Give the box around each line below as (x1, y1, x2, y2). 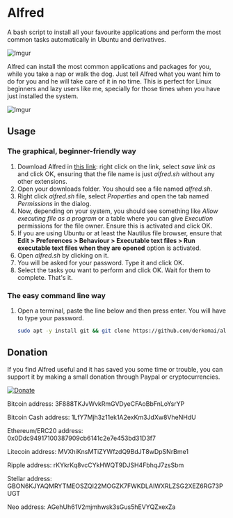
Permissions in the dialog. (17, 199, 92, 207)
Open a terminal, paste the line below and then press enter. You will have (17, 306, 226, 315)
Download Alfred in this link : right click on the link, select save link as (17, 162, 216, 171)
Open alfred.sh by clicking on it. (17, 251, 109, 259)
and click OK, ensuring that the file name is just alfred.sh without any (17, 169, 215, 178)
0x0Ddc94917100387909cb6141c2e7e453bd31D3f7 (7, 434, 156, 442)
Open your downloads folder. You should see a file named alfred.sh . (17, 185, 213, 193)
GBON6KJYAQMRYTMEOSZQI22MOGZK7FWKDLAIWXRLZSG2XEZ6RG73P (7, 482, 224, 490)
